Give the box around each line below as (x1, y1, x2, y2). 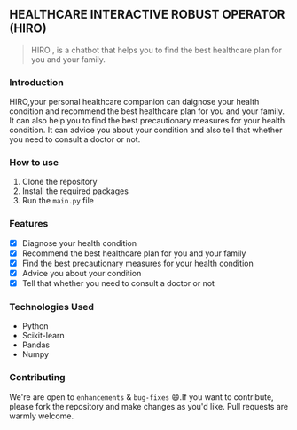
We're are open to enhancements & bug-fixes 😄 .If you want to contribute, (9, 391, 274, 402)
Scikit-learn (21, 330, 65, 341)
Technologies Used (9, 300, 95, 313)
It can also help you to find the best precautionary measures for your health (9, 115, 285, 126)
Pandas (21, 339, 51, 350)
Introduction (9, 76, 64, 88)
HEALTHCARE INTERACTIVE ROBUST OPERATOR (9, 7, 285, 22)
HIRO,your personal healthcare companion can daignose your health (9, 97, 260, 107)
